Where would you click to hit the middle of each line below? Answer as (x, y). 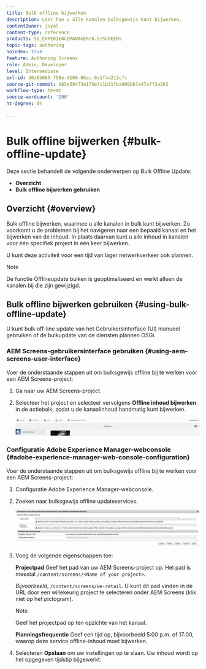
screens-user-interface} (44, 359)
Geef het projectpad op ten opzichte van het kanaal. (81, 623)
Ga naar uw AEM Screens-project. (59, 391)
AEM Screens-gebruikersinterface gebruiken (75, 351)
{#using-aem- (166, 351)
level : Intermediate (33, 71)
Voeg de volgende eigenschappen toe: (64, 556)
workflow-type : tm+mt (34, 91)
